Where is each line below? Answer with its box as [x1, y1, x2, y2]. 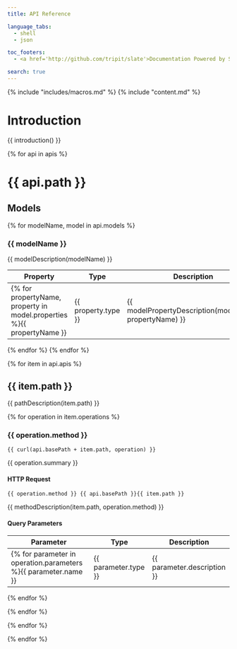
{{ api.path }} [7, 175, 87, 190]
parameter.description [152, 562, 226, 572]
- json [13, 36, 33, 43]
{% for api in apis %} [7, 149, 68, 158]
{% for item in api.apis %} [7, 360, 83, 368]
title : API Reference [7, 10, 71, 18]
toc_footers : [7, 49, 46, 57]
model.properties [11, 310, 68, 320]
